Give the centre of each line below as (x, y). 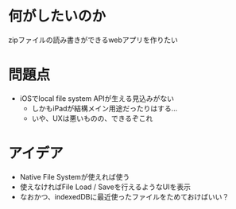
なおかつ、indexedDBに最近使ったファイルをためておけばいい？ (124, 196)
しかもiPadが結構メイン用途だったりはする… (104, 108)
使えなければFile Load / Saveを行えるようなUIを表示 (105, 187)
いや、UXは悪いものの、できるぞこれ (92, 118)
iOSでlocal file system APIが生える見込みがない (97, 98)
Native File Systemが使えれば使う (75, 176)
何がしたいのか (57, 16)
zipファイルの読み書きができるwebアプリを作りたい (93, 40)
